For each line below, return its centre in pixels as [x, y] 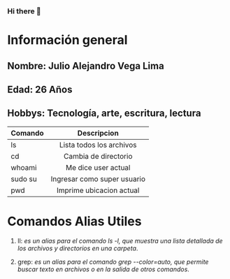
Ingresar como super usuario [98, 179]
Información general [67, 40]
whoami [24, 167]
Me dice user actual [98, 167]
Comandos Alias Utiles [74, 221]
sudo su [24, 179]
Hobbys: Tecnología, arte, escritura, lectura [104, 114]
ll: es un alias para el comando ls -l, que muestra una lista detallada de [120, 241]
